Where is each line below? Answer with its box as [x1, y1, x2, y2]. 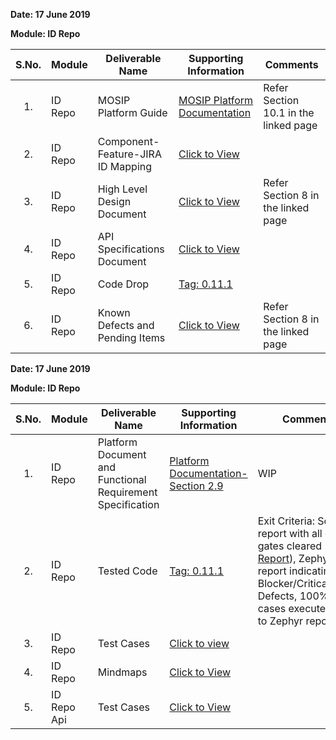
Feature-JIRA [97, 147, 162, 161]
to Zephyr [257, 614, 304, 628]
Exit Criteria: [257, 514, 315, 528]
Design [97, 195, 132, 208]
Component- [97, 135, 160, 148]
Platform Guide [97, 106, 168, 119]
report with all [257, 527, 323, 540]
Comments [264, 58, 319, 71]
